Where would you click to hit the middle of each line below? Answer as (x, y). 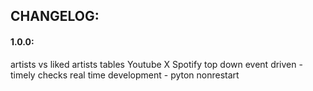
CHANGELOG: (55, 16)
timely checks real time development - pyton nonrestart (125, 75)
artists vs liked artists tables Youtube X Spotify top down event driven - (156, 64)
